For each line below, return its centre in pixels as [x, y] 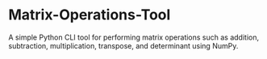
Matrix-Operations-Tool [90, 15]
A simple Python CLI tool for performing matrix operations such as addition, [134, 37]
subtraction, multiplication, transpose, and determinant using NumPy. [123, 45]
